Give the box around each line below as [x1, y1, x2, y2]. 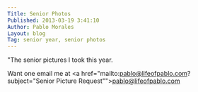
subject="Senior [7, 77, 55, 85]
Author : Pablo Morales [7, 23, 74, 30]
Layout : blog [7, 29, 46, 37]
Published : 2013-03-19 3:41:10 [7, 17, 100, 24]
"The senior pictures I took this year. [7, 55, 113, 64]
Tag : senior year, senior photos [7, 37, 106, 44]
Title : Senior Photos [7, 10, 71, 18]
